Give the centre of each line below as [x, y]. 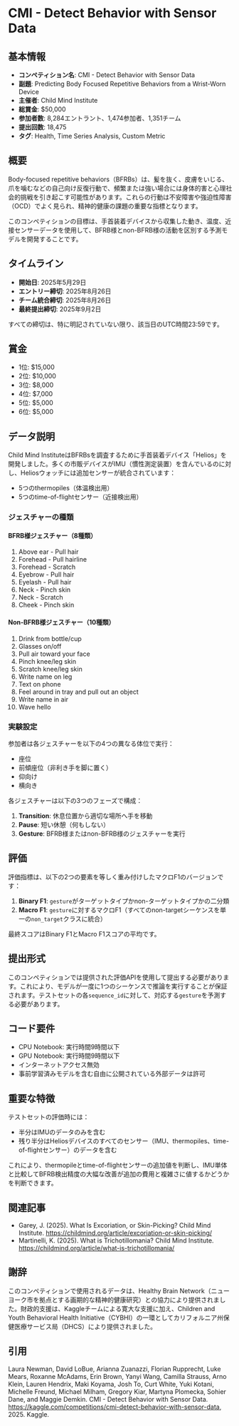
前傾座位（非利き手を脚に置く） [65, 767]
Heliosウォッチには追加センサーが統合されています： [98, 473]
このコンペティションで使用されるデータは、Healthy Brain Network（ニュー [119, 1290]
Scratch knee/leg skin [50, 669]
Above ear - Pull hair [48, 552]
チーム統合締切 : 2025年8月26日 [65, 300]
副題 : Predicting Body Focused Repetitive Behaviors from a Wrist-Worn [122, 84]
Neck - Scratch [41, 597]
